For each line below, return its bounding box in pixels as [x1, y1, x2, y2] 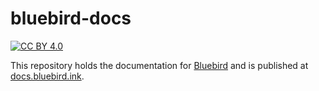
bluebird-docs [10, 7, 132, 30]
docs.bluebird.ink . [10, 70, 85, 82]
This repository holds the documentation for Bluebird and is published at [10, 59, 309, 71]
